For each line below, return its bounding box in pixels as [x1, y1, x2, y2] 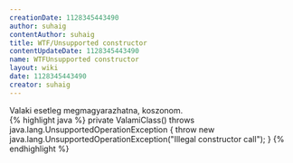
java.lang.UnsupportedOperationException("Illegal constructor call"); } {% [9, 133, 285, 144]
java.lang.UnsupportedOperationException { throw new [9, 123, 215, 135]
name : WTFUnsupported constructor [9, 55, 140, 64]
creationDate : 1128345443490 [9, 13, 119, 23]
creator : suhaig [9, 80, 71, 89]
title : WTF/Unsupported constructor [9, 38, 147, 48]
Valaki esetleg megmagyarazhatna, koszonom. [9, 104, 184, 115]
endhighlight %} [9, 143, 70, 154]
